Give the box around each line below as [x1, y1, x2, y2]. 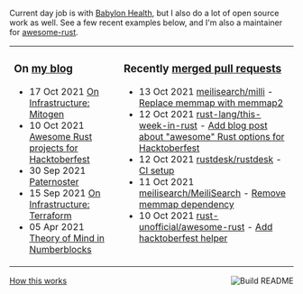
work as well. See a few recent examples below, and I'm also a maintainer [9, 17, 282, 28]
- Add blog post [199, 119, 268, 132]
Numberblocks [29, 243, 92, 255]
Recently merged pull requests [123, 62, 282, 76]
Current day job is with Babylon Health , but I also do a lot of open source [9, 8, 280, 18]
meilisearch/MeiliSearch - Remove [138, 187, 287, 199]
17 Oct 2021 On [29, 85, 99, 97]
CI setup [138, 164, 175, 177]
